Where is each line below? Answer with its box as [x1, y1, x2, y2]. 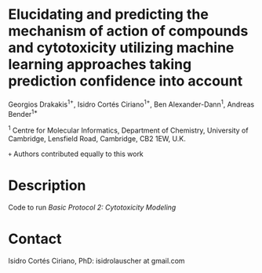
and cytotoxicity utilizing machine [8, 39, 235, 56]
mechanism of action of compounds [8, 22, 249, 40]
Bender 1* [8, 107, 38, 118]
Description [8, 177, 86, 195]
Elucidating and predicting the [8, 5, 209, 24]
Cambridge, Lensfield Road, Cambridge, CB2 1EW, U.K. [8, 133, 186, 143]
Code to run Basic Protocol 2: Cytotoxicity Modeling [8, 202, 176, 212]
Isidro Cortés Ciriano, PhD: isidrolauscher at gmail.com [8, 256, 186, 265]
